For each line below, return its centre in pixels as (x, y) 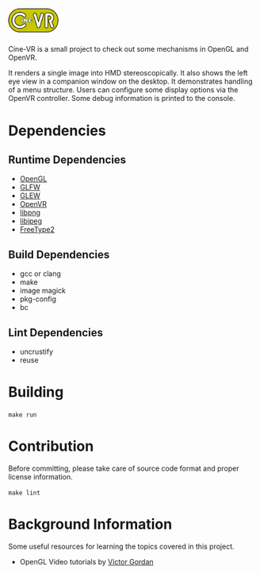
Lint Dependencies (55, 333)
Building (36, 392)
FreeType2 (37, 230)
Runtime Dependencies (67, 159)
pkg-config (38, 299)
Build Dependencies (59, 254)
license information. (40, 476)
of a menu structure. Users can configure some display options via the (123, 90)
